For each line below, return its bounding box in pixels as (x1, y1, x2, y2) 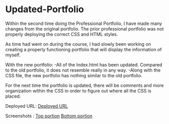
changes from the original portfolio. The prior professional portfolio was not (5, 25, 164, 32)
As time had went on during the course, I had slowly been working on (5, 41, 152, 47)
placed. (5, 93, 21, 99)
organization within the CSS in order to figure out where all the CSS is (5, 87, 152, 94)
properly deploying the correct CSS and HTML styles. (5, 31, 118, 37)
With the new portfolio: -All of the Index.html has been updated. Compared (5, 61, 162, 68)
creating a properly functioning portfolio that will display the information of (5, 46, 162, 52)
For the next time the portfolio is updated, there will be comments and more (5, 82, 164, 88)
